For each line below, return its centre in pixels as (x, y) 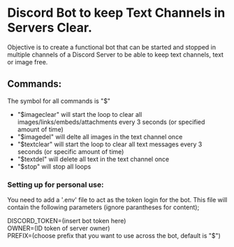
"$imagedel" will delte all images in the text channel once (100, 136)
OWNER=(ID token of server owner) (59, 228)
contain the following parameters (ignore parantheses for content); (103, 207)
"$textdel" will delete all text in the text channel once (93, 159)
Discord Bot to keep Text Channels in (116, 13)
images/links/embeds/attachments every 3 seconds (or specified (111, 122)
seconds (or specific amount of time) (71, 151)
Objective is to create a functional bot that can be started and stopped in (112, 47)
